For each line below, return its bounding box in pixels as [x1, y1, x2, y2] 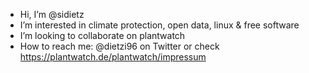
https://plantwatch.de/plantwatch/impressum [19, 51, 207, 63]
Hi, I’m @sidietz [19, 9, 85, 20]
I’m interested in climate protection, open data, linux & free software [19, 19, 300, 31]
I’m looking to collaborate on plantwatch [19, 30, 186, 41]
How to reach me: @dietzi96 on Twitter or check [19, 40, 220, 52]
